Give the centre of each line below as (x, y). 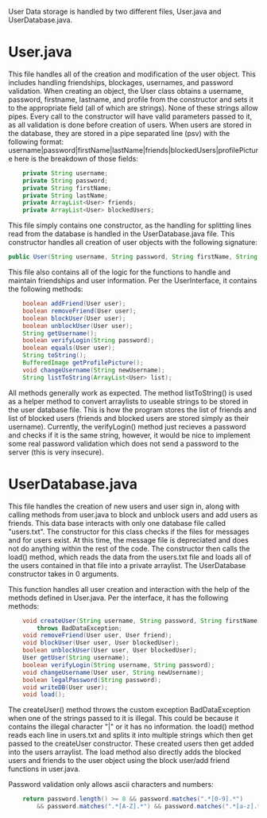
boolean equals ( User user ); (69, 348)
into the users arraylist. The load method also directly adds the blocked (125, 752)
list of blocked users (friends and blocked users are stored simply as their (129, 418)
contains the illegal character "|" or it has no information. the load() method (131, 726)
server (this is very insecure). (56, 452)
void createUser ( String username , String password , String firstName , (142, 621)
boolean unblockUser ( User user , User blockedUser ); (110, 651)
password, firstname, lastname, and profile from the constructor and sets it (131, 99)
